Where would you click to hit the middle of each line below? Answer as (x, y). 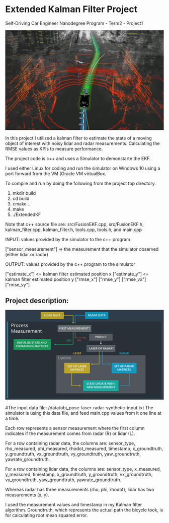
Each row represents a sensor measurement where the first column (75, 428)
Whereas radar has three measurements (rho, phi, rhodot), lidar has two (80, 489)
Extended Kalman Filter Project (71, 9)
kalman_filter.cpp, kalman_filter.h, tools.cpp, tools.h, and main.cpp (74, 230)
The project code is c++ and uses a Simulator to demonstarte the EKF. (78, 159)
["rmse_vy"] (18, 285)
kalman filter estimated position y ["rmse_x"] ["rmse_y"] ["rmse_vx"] (76, 279)
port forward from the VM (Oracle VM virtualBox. (56, 174)
